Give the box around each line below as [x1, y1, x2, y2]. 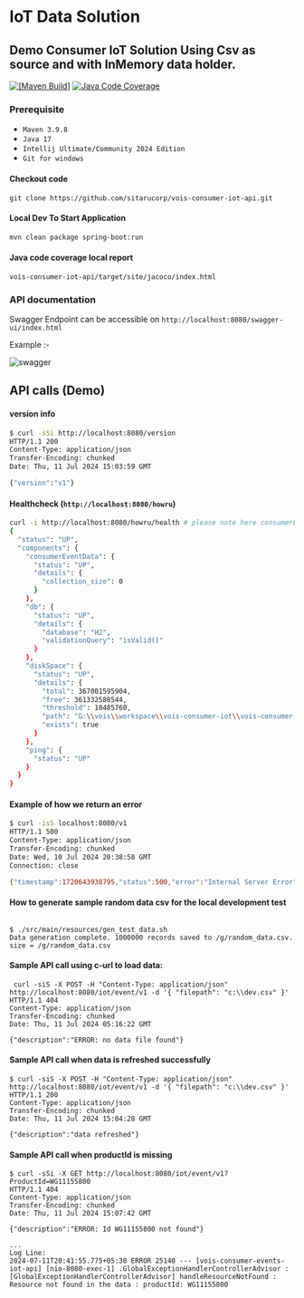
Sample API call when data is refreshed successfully [9, 1054, 211, 1065]
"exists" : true [42, 720, 100, 730]
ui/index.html [9, 323, 63, 332]
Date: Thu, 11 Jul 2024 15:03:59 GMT [9, 462, 152, 472]
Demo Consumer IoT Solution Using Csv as [9, 43, 256, 58]
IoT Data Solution [9, 6, 140, 27]
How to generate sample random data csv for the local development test [9, 897, 287, 908]
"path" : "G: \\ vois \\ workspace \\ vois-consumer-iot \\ [42, 712, 242, 721]
